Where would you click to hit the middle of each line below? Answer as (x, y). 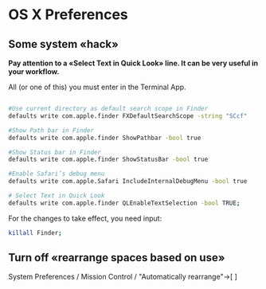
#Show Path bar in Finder (51, 130)
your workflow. (34, 72)
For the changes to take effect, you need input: (85, 218)
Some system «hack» (64, 44)
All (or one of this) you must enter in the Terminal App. (97, 87)
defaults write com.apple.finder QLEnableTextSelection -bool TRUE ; (124, 203)
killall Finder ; (35, 232)
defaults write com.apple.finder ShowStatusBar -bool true (108, 160)
